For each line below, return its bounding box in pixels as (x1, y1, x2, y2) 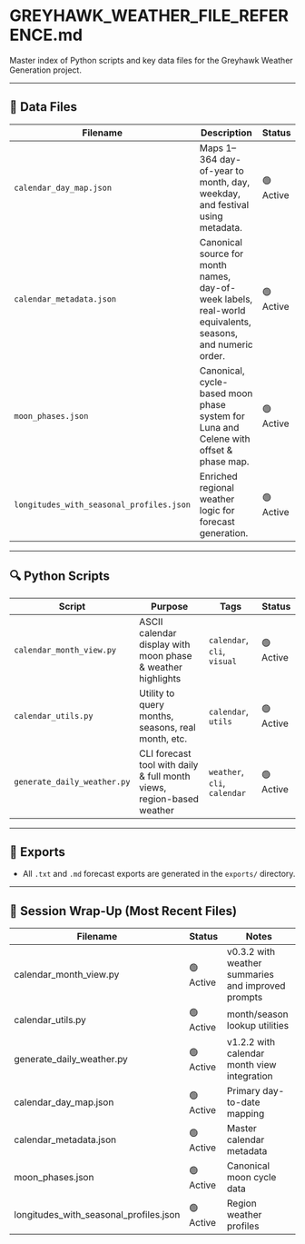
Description (200, 126, 252, 139)
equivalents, (199, 315, 251, 328)
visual (208, 656, 238, 666)
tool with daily (139, 758, 199, 771)
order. (199, 349, 225, 362)
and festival (199, 198, 250, 211)
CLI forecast (139, 747, 192, 760)
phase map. (199, 455, 250, 468)
